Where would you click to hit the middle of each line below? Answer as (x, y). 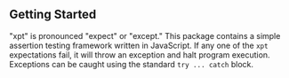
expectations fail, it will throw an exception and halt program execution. (140, 55)
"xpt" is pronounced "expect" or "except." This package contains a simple (145, 35)
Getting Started (53, 15)
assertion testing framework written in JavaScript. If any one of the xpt (139, 45)
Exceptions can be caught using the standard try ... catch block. (132, 64)
